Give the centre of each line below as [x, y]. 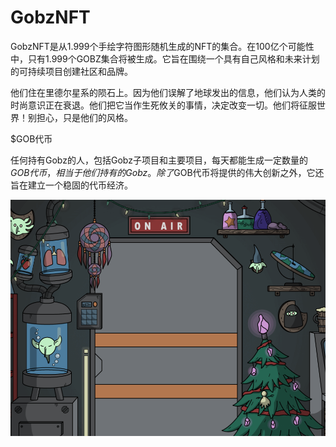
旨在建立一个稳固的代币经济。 [71, 185]
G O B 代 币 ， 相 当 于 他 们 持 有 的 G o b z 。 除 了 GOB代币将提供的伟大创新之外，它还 [167, 172]
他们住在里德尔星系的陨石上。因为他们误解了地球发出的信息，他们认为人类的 [168, 92]
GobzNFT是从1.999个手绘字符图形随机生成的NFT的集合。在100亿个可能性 [162, 46]
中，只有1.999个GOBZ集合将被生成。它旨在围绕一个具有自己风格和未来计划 [165, 58]
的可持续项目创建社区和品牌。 [71, 71]
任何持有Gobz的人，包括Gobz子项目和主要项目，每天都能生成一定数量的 [159, 160]
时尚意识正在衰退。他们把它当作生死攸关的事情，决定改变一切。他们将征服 [163, 105]
